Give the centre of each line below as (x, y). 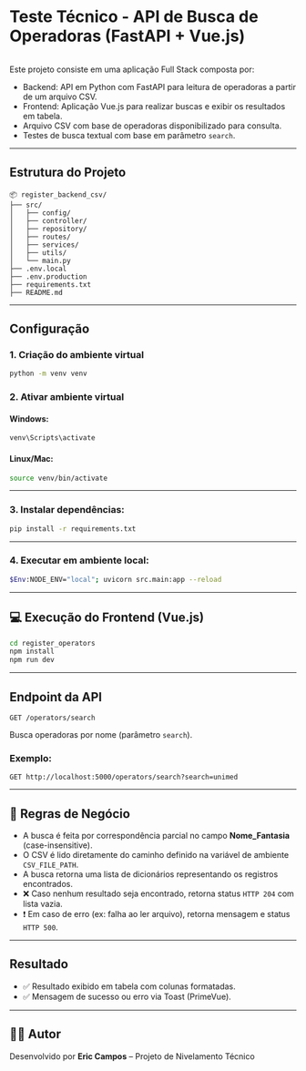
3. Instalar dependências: (67, 510)
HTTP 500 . (41, 927)
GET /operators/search (52, 718)
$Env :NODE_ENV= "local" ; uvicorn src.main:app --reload (116, 579)
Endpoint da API (56, 697)
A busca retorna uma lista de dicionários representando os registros (150, 874)
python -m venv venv (49, 374)
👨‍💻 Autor (36, 1034)
